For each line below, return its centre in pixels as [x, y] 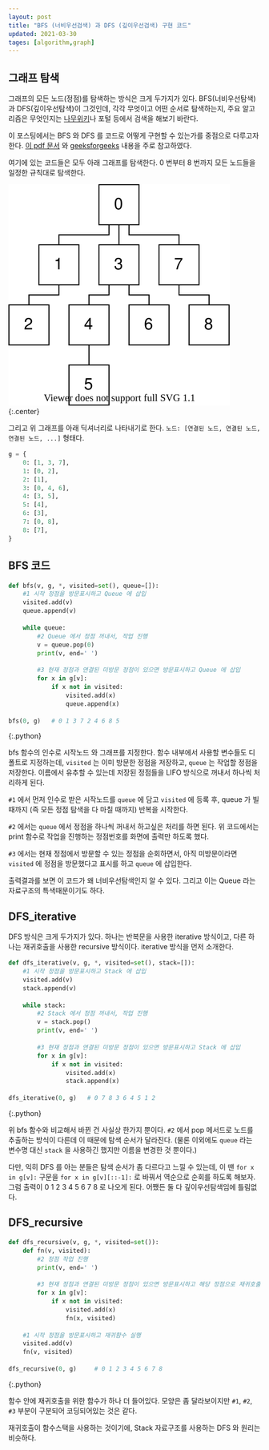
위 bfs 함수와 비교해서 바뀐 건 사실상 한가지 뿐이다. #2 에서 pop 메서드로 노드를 [131, 1130]
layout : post [30, 17]
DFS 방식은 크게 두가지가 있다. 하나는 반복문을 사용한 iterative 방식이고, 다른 [127, 936]
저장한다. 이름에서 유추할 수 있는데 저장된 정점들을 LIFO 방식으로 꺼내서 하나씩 [130, 772]
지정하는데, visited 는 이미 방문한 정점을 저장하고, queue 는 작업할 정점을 [143, 763]
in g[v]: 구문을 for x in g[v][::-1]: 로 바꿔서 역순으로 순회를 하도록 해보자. [132, 1177]
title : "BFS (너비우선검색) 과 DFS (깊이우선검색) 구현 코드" [100, 25]
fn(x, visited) [90, 1318]
